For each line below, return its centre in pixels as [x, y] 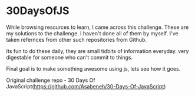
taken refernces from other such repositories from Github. [77, 39]
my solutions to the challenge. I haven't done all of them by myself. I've [92, 33]
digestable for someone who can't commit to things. [70, 57]
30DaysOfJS [38, 11]
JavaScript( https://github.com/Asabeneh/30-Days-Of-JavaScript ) [86, 86]
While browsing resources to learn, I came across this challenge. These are [97, 27]
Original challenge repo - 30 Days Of [51, 80]
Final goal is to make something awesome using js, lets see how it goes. [93, 68]
